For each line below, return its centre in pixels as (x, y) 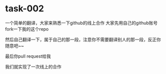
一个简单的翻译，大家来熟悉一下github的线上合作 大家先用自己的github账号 (82, 23)
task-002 (25, 9)
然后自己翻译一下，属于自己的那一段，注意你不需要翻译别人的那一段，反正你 (83, 39)
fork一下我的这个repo (27, 29)
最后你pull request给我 (28, 56)
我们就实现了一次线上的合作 (33, 67)
